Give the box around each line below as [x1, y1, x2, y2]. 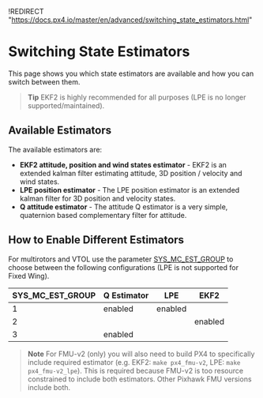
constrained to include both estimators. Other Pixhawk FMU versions [27, 374, 252, 384]
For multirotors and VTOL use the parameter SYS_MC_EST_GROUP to [8, 254, 234, 264]
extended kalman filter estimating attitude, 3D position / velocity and [19, 168, 242, 178]
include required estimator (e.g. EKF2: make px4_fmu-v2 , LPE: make [27, 357, 241, 366]
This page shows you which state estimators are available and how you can [8, 69, 254, 78]
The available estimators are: [8, 145, 103, 154]
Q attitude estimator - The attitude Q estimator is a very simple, [19, 201, 228, 212]
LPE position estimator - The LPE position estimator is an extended [19, 185, 240, 194]
